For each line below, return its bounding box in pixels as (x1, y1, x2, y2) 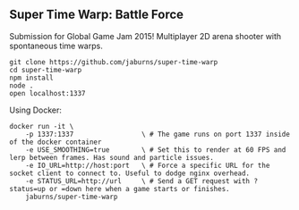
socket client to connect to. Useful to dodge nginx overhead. (9, 169, 251, 178)
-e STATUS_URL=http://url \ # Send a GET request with (25, 176, 251, 186)
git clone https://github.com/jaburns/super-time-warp (9, 57, 218, 66)
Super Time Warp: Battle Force (9, 7, 184, 22)
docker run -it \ (9, 122, 74, 130)
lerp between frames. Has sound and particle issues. (9, 153, 215, 162)
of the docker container (9, 138, 102, 147)
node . (9, 80, 34, 90)
